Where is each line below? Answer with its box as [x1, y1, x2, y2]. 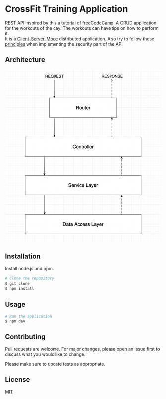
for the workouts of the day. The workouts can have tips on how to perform [5, 25, 159, 31]
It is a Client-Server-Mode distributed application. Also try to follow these [5, 36, 155, 42]
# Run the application [5, 314, 52, 319]
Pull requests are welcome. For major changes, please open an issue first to [5, 346, 160, 352]
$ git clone [5, 281, 30, 286]
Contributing [5, 333, 46, 341]
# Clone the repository [5, 276, 55, 281]
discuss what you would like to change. [5, 351, 86, 357]
